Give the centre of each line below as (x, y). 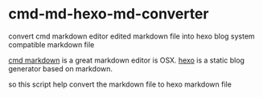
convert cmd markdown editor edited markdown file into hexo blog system (131, 36)
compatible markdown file (51, 44)
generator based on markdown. (61, 68)
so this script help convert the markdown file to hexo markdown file (120, 84)
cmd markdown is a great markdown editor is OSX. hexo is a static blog (127, 60)
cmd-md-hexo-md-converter (109, 14)
